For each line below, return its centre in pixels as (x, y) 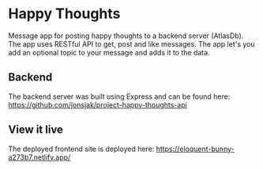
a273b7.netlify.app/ (39, 157)
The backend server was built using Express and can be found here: (119, 96)
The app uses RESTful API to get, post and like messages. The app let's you (131, 43)
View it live (36, 130)
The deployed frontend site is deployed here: (81, 149)
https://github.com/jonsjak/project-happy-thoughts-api (98, 104)
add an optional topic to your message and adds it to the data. (109, 52)
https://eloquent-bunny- (195, 149)
